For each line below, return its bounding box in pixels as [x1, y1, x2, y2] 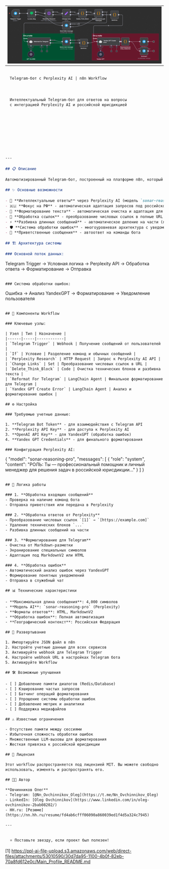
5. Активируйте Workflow [5, 660, 57, 665]
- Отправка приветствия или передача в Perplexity [5, 502, 114, 507]
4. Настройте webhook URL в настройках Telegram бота [5, 655, 121, 660]
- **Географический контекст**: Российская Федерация [5, 619, 121, 624]
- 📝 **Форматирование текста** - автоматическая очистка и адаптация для [5, 209, 163, 214]
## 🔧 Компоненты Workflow [5, 311, 59, 316]
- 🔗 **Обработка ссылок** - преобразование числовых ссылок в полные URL [5, 214, 163, 219]
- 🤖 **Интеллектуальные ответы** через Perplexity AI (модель [5, 198, 138, 203]
